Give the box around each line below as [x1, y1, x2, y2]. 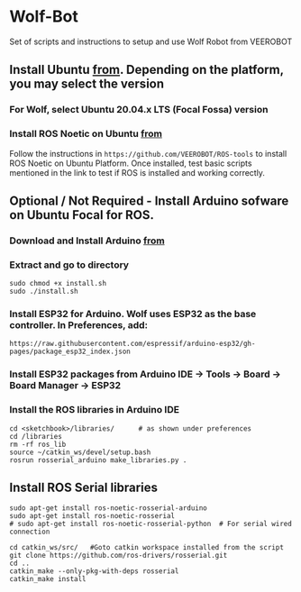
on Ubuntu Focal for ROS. [9, 207, 155, 223]
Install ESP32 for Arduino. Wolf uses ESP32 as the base [9, 308, 257, 321]
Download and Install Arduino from [9, 234, 165, 247]
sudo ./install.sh [9, 287, 78, 296]
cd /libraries [9, 432, 63, 441]
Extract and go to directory [9, 259, 129, 271]
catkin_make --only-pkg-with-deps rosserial [9, 567, 179, 576]
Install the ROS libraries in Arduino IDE [9, 404, 180, 416]
